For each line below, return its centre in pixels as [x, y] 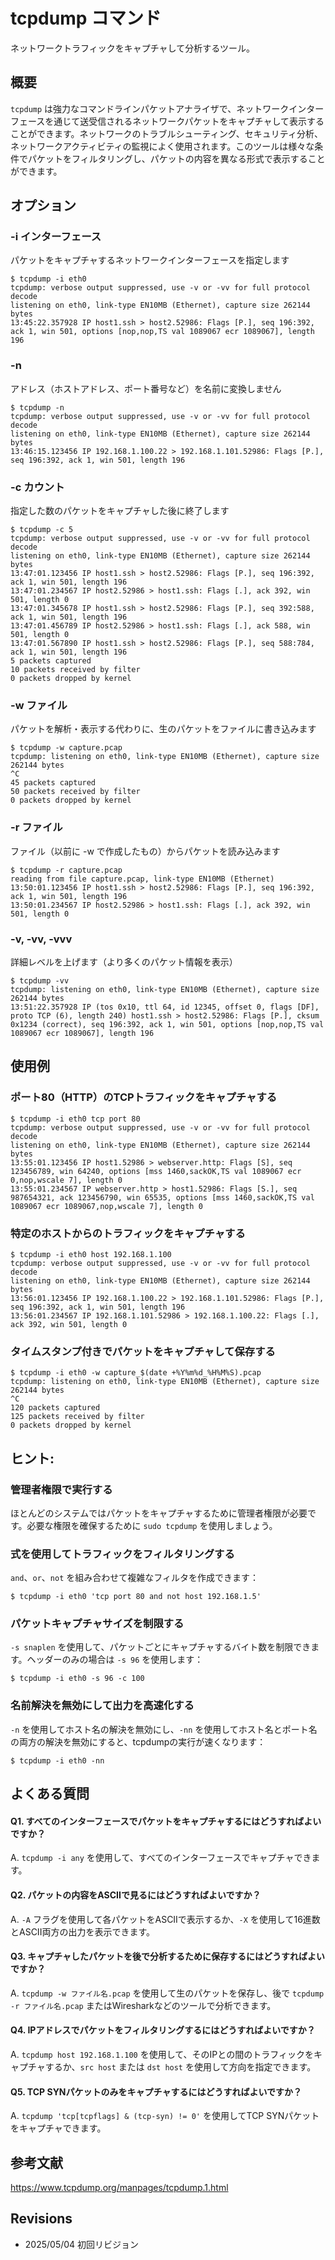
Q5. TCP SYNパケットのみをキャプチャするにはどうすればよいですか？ [156, 2091]
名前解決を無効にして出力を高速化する [102, 1706]
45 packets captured [53, 783]
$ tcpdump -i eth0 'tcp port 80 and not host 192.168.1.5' [136, 1597]
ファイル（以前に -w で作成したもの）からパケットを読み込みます [145, 851]
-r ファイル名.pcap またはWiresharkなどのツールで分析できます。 [143, 2005]
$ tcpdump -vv [40, 980]
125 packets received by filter [77, 1417]
